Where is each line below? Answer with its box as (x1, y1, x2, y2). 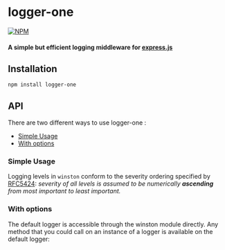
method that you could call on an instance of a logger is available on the (8, 227, 213, 235)
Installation (8, 63, 57, 75)
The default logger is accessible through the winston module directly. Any (8, 220, 219, 229)
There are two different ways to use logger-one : (8, 118, 147, 127)
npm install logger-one (8, 81, 77, 89)
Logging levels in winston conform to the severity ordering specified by (8, 172, 210, 181)
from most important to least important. (8, 187, 121, 195)
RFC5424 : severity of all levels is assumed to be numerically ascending (8, 179, 214, 188)
